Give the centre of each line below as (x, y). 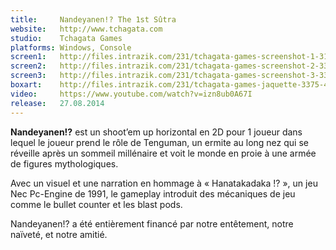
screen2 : (28, 66)
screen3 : (28, 76)
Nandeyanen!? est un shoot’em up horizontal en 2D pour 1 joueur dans (156, 132)
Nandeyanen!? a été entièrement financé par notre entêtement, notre (152, 223)
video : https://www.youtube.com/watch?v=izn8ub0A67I (131, 94)
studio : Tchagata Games (66, 38)
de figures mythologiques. (64, 163)
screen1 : (28, 57)
